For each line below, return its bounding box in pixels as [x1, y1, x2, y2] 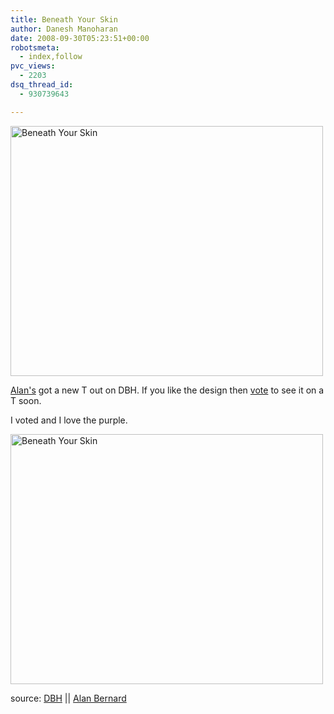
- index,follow [19, 52, 83, 62]
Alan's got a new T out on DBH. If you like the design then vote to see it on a [10, 384, 325, 396]
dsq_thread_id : [10, 80, 74, 90]
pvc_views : [10, 61, 56, 71]
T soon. [10, 394, 42, 406]
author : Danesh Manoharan [10, 24, 118, 34]
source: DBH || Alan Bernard [10, 692, 127, 704]
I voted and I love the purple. [10, 414, 128, 426]
